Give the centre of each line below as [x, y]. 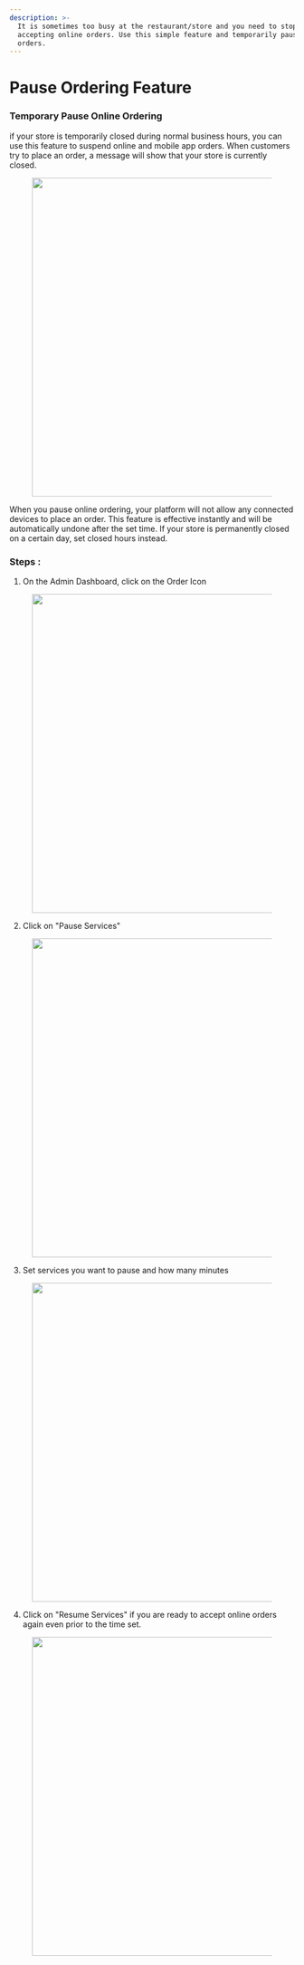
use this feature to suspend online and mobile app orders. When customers [150, 145]
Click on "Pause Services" [71, 926]
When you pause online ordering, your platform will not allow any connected [152, 509]
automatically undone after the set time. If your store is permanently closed [149, 528]
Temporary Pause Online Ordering [86, 116]
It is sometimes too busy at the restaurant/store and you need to [147, 26]
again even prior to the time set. [82, 1624]
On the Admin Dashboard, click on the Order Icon [114, 582]
